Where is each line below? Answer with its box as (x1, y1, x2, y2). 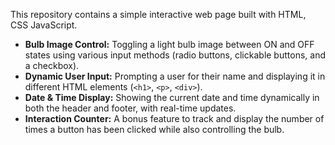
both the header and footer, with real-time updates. (24, 102, 237, 114)
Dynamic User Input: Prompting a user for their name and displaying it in (24, 70, 326, 82)
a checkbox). (24, 60, 80, 71)
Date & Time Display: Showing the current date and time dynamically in (24, 92, 320, 103)
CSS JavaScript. (10, 19, 78, 31)
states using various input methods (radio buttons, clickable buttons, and (24, 49, 326, 61)
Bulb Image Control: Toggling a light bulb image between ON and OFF (24, 39, 315, 50)
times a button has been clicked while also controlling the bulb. (24, 124, 285, 135)
